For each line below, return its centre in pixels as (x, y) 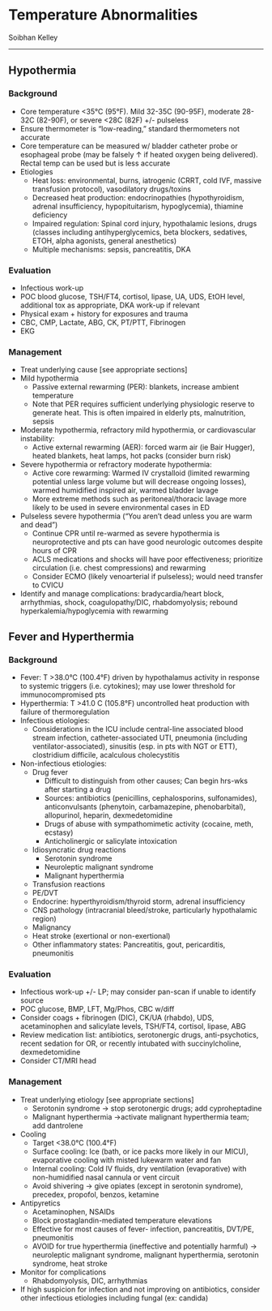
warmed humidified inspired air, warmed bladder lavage (125, 490)
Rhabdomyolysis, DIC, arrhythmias (90, 1280)
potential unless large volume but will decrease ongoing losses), (139, 482)
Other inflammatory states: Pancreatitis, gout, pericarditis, (129, 944)
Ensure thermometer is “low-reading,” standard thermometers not (130, 128)
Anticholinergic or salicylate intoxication (111, 840)
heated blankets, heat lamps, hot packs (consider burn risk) (132, 456)
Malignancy (51, 927)
